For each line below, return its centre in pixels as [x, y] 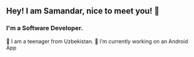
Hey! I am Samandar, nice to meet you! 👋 [83, 11]
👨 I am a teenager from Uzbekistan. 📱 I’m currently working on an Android [97, 41]
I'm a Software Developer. [45, 28]
